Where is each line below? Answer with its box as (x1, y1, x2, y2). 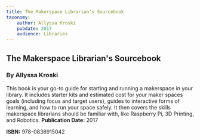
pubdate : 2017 (17, 25, 52, 32)
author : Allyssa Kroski (17, 20, 76, 26)
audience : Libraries (17, 31, 68, 37)
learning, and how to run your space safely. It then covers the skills (6, 104, 171, 111)
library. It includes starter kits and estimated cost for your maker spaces (6, 91, 183, 98)
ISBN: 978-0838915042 (6, 128, 65, 135)
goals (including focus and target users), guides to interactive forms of (6, 97, 180, 105)
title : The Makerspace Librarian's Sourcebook (6, 8, 124, 15)
